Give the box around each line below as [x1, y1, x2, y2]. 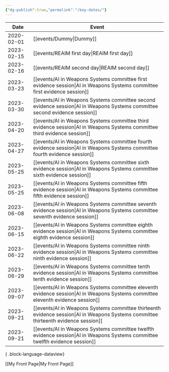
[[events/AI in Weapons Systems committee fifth [33, 180, 147, 187]
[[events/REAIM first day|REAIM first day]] [33, 49, 133, 57]
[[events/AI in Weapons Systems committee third [33, 117, 149, 124]
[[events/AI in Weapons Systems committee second [33, 96, 156, 103]
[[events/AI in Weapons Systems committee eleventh [33, 284, 158, 291]
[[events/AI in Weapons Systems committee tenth [33, 263, 150, 270]
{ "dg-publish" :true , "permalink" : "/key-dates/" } [5, 7, 107, 13]
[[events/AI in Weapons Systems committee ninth [33, 242, 150, 249]
